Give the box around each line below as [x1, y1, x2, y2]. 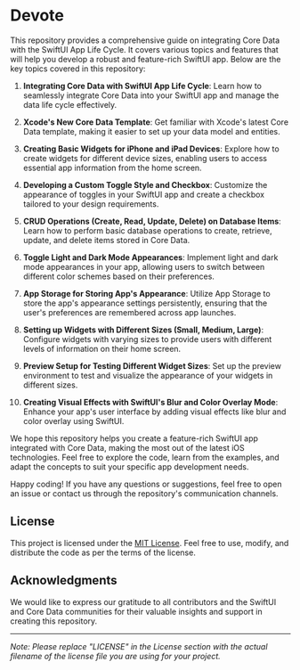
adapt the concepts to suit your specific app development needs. [10, 461, 249, 472]
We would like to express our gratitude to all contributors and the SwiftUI [10, 596, 277, 607]
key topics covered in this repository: [10, 63, 146, 74]
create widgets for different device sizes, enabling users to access [22, 152, 268, 163]
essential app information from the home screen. [22, 162, 203, 173]
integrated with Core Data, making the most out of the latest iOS [10, 442, 245, 453]
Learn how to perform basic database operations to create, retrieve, [22, 225, 272, 236]
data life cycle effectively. [22, 99, 118, 110]
